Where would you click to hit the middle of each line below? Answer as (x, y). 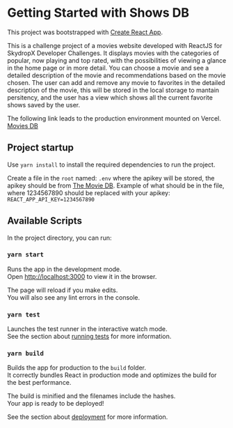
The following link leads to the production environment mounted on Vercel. (114, 118)
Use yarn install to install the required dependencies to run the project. (111, 165)
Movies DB (23, 125)
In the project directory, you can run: (59, 238)
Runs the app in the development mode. (64, 269)
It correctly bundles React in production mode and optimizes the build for (112, 375)
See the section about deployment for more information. (88, 417)
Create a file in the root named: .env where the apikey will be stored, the (111, 178)
